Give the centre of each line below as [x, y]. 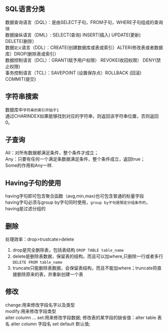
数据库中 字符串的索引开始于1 [32, 110]
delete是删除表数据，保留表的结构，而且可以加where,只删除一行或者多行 [88, 256]
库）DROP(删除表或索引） [32, 54]
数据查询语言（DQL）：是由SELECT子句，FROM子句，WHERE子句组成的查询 [84, 22]
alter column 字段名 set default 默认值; [51, 324]
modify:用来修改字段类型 [31, 311]
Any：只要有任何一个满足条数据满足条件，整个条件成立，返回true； [75, 159]
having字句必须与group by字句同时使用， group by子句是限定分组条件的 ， [78, 202]
